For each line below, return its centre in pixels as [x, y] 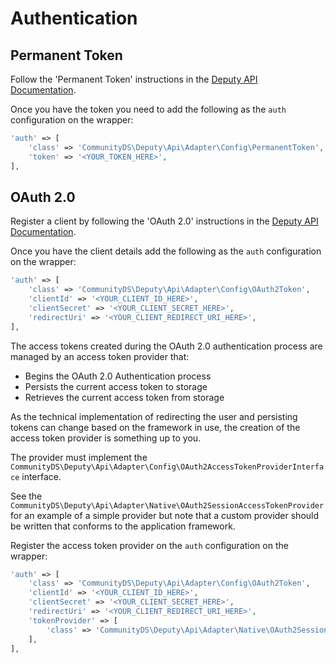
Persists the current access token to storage [116, 386]
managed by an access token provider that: [100, 356]
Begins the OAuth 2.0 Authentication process [118, 376]
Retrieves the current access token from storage [124, 397]
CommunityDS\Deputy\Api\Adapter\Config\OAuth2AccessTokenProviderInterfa [167, 467]
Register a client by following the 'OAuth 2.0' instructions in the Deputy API [164, 221]
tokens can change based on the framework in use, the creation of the [155, 427]
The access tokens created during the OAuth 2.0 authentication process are [166, 346]
